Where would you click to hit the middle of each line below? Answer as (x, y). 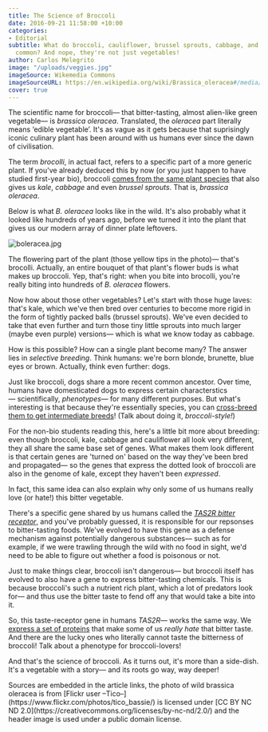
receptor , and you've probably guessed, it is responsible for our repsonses (131, 522)
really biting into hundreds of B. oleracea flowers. (90, 285)
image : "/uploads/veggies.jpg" (60, 68)
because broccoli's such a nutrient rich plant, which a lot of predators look (130, 588)
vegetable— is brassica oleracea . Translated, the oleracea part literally (125, 121)
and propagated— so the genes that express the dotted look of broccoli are (132, 465)
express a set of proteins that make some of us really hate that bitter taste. (131, 629)
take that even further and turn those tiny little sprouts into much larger (125, 326)
